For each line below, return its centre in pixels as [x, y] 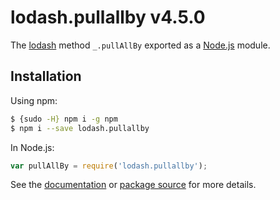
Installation [46, 76]
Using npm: [34, 100]
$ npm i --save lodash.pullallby [80, 128]
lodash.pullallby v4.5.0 [108, 17]
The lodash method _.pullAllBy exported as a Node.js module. [140, 45]
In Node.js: [32, 147]
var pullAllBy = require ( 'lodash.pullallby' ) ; [109, 166]
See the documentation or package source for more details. [133, 185]
